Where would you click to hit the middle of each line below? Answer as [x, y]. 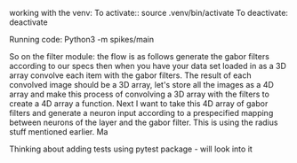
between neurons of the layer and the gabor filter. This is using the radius [144, 122]
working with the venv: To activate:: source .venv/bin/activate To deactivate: [149, 13]
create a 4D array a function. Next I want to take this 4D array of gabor [139, 104]
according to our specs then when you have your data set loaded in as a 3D [148, 66]
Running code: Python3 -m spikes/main [81, 39]
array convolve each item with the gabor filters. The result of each [130, 75]
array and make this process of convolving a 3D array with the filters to [139, 94]
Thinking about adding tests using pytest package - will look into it [131, 149]
